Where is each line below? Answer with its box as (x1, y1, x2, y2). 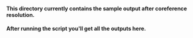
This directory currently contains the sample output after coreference (6, 5, 188, 12)
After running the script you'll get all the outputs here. (6, 25, 147, 33)
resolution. (6, 11, 35, 18)
